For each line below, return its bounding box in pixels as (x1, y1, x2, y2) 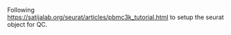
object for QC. (7, 21, 48, 28)
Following (7, 6, 35, 14)
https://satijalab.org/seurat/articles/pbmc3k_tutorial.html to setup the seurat (7, 13, 224, 21)
